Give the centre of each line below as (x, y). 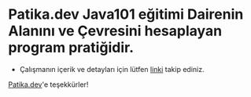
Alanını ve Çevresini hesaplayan (115, 31)
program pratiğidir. (71, 48)
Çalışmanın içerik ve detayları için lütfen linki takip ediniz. (112, 69)
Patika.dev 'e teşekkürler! (48, 84)
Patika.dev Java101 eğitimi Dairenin (126, 14)
